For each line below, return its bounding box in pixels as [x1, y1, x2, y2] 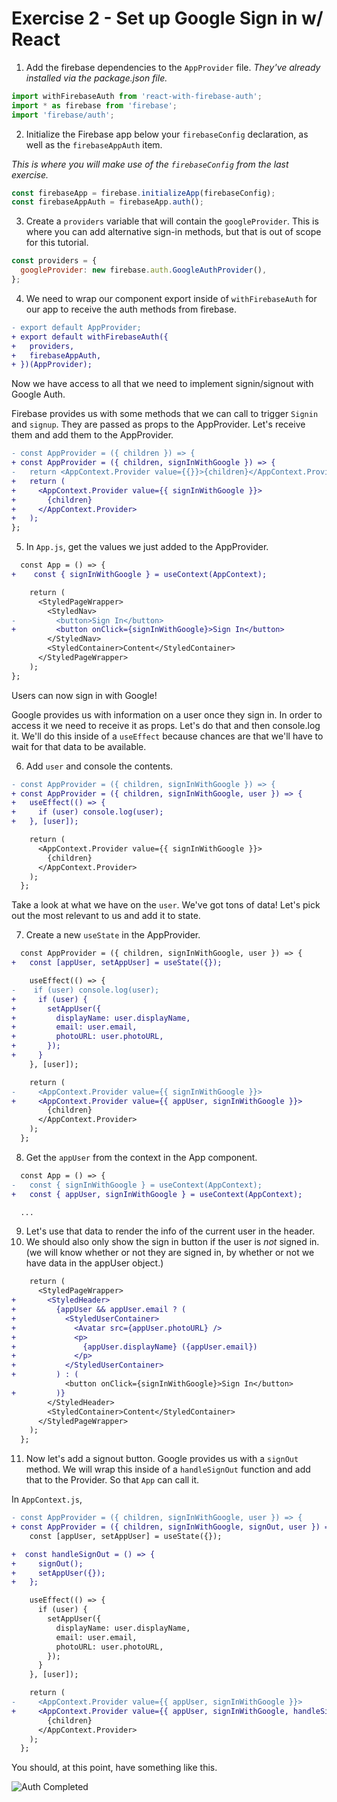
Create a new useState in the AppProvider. [25, 929, 201, 941]
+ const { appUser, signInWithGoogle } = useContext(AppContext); [11, 1189, 303, 1199]
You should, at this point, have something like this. [11, 1762, 218, 1774]
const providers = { [11, 256, 98, 266]
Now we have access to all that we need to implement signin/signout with [11, 378, 314, 390]
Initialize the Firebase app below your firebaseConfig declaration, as [25, 128, 309, 140]
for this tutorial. [25, 237, 89, 249]
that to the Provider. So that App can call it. [25, 1474, 200, 1486]
